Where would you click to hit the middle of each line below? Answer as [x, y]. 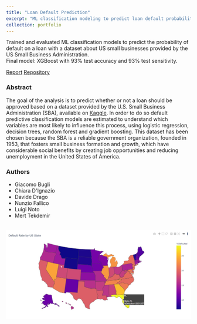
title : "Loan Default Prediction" [48, 12]
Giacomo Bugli [32, 184]
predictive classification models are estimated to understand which [87, 119]
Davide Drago [31, 197]
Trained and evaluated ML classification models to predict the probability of [97, 42]
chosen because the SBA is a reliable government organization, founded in [96, 137]
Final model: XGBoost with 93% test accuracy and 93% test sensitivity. [92, 61]
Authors [18, 171]
